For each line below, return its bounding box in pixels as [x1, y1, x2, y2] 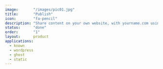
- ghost [9, 52, 25, 57]
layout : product [5, 34, 49, 39]
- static [9, 57, 27, 62]
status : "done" [5, 25, 47, 30]
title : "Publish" [5, 12, 53, 17]
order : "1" [5, 30, 40, 34]
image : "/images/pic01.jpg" [5, 7, 75, 12]
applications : [5, 39, 34, 44]
